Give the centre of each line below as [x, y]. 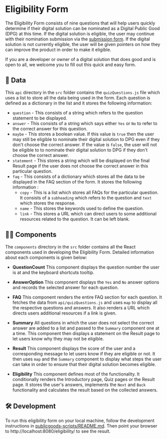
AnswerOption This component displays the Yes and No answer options [86, 282]
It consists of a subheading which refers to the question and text [86, 197]
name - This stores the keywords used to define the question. [82, 208]
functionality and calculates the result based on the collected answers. [85, 390]
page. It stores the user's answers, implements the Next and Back [79, 384]
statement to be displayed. [40, 118]
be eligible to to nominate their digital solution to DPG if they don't [80, 150]
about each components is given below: [46, 257]
